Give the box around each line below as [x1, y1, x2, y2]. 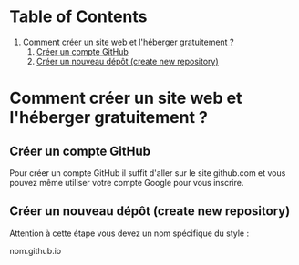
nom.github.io [9, 245, 62, 256]
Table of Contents [9, 6, 148, 27]
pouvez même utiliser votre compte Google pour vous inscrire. [9, 177, 244, 188]
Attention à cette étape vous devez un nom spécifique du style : [9, 228, 249, 239]
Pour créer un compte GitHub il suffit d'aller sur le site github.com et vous [9, 167, 286, 178]
